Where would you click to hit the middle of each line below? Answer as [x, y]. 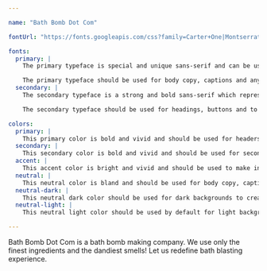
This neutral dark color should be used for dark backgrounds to [133, 198]
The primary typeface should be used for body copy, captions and [135, 80]
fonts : [19, 51]
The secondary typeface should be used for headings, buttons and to [140, 109]
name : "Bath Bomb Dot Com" [53, 22]
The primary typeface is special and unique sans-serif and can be [136, 66]
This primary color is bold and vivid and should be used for [128, 139]
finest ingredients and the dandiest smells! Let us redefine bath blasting [126, 250]
